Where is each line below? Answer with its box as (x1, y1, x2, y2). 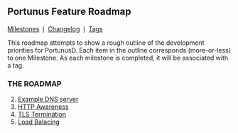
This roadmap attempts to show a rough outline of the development (7, 38, 205, 47)
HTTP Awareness (17, 102, 69, 111)
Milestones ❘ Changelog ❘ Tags (7, 24, 103, 33)
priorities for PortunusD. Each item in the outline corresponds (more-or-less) (7, 46, 232, 54)
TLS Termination (17, 110, 66, 119)
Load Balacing (17, 117, 60, 127)
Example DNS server (17, 95, 79, 104)
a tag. (7, 60, 24, 70)
